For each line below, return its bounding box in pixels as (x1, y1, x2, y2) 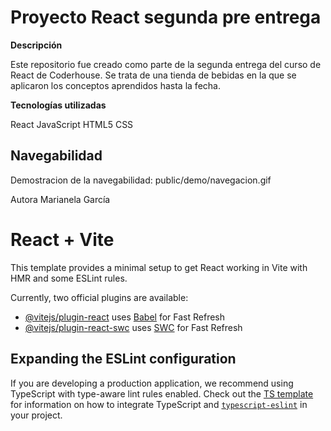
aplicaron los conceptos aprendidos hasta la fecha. (10, 79, 221, 91)
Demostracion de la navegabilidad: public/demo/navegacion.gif (10, 174, 272, 186)
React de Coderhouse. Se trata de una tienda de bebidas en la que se (10, 69, 297, 81)
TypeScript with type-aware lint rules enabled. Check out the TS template (10, 387, 314, 400)
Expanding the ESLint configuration (10, 351, 237, 368)
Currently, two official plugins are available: (10, 291, 189, 303)
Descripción (10, 39, 63, 51)
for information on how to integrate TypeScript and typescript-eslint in (10, 398, 308, 410)
